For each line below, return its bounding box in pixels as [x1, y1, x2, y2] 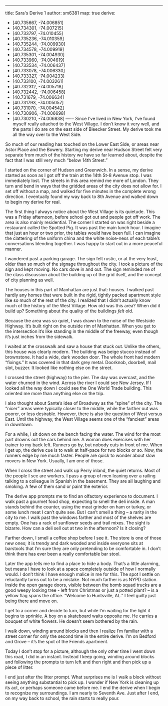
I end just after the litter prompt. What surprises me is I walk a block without [5, 674, 161, 680]
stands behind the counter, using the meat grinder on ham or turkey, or [5, 504, 151, 509]
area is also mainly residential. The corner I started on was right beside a [5, 219, 155, 225]
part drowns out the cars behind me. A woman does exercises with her [5, 437, 151, 442]
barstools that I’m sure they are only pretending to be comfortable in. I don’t [5, 546, 161, 552]
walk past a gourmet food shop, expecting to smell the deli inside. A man [5, 498, 155, 504]
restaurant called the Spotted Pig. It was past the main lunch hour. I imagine [5, 225, 161, 231]
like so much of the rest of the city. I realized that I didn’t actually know [5, 297, 151, 303]
